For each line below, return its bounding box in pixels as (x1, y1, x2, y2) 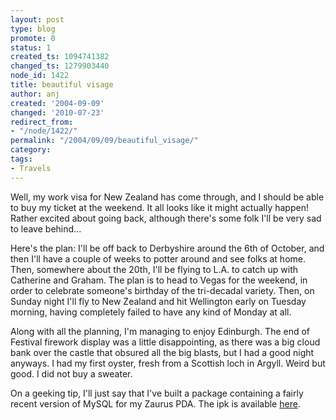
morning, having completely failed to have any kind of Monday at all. (10, 306, 292, 318)
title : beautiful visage (10, 80, 114, 90)
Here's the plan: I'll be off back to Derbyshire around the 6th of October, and (10, 242, 325, 254)
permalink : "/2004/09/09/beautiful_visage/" (10, 136, 199, 146)
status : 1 (10, 42, 52, 53)
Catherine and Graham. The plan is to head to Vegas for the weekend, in (10, 274, 308, 286)
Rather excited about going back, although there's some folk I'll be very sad (10, 212, 322, 224)
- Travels (10, 163, 52, 173)
